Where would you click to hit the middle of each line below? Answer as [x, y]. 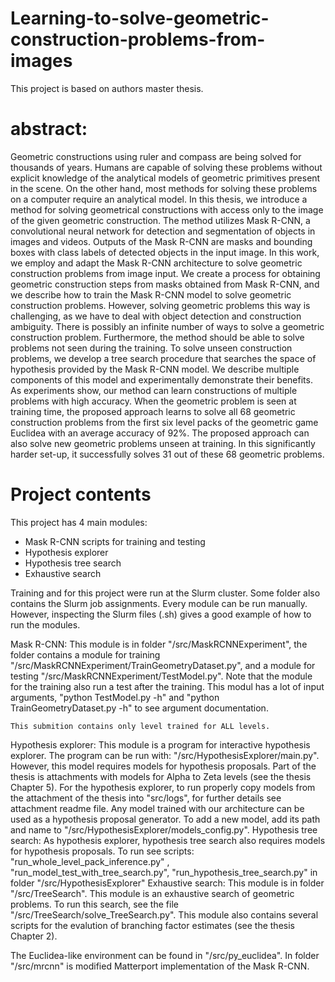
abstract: [49, 129]
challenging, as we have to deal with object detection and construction [156, 316]
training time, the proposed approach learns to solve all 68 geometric [153, 411]
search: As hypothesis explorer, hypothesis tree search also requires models [168, 840]
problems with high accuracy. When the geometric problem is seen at [153, 401]
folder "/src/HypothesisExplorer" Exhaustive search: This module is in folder [167, 883]
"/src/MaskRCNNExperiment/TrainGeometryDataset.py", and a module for [163, 665]
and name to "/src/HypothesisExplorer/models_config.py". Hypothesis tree [164, 829]
